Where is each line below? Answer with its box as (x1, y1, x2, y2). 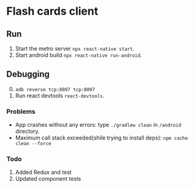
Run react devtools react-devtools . (15, 92, 105, 99)
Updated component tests (15, 175, 81, 182)
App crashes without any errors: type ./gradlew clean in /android (15, 121, 182, 129)
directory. (15, 127, 40, 135)
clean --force (15, 141, 51, 147)
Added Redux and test (15, 168, 72, 176)
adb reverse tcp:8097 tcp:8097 (15, 86, 95, 92)
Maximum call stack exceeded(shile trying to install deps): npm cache (15, 134, 188, 141)
